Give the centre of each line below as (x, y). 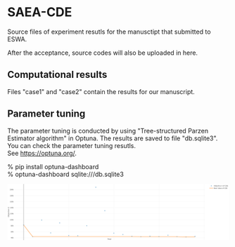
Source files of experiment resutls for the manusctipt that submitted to (109, 32)
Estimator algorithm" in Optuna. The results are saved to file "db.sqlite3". (113, 138)
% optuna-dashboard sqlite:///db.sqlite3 (66, 174)
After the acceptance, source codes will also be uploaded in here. (103, 53)
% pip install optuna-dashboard (53, 166)
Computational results (57, 75)
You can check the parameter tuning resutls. (71, 145)
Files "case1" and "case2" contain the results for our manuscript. (101, 91)
